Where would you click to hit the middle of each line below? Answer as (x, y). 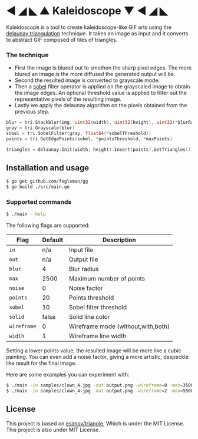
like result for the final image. (41, 363)
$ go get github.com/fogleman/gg (47, 181)
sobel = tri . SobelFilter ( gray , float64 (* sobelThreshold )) (79, 133)
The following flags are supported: (48, 226)
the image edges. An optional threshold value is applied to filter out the (101, 93)
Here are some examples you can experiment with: (68, 375)
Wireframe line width (98, 336)
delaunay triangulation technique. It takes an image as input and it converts (97, 33)
